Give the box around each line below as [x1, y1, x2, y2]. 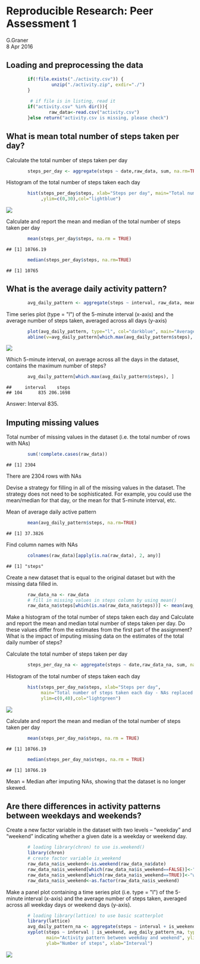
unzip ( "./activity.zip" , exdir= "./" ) [51, 82, 145, 88]
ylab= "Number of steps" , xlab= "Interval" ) [46, 940, 153, 946]
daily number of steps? [6, 639, 62, 646]
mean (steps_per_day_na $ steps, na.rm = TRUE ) [27, 735, 140, 741]
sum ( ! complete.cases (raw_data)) [27, 452, 108, 458]
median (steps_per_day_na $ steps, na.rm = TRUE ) [27, 756, 145, 762]
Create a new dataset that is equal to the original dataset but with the [6, 574, 176, 581]
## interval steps [6, 385, 70, 391]
